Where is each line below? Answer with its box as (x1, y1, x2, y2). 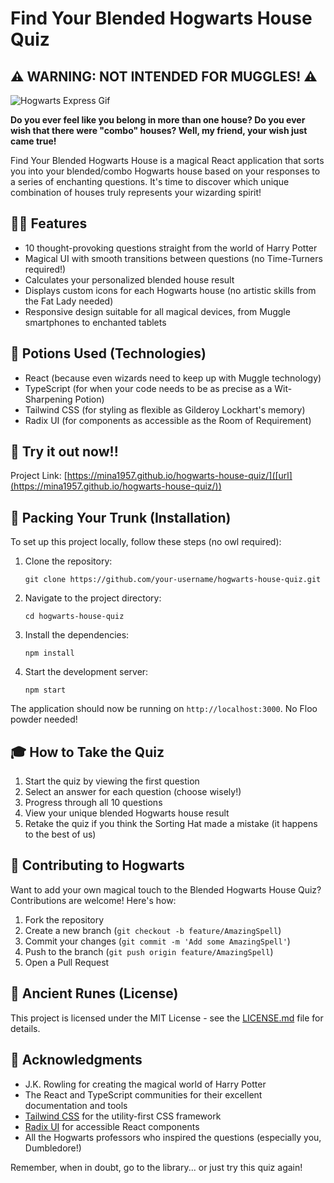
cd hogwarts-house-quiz (24, 612, 125, 622)
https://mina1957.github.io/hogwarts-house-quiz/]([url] (66, 470, 293, 482)
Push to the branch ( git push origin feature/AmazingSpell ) (24, 945, 274, 957)
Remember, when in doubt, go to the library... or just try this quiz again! (10, 1161, 303, 1173)
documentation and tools (24, 1099, 128, 1111)
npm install (24, 648, 75, 659)
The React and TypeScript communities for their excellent (24, 1088, 263, 1101)
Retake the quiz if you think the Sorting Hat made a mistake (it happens (24, 818, 318, 830)
